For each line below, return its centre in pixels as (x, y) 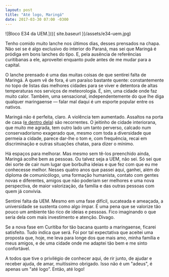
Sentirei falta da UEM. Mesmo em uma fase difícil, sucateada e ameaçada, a (84, 201)
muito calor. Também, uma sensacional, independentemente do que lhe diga (84, 96)
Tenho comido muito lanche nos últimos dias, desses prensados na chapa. (83, 44)
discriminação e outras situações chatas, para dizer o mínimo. (70, 144)
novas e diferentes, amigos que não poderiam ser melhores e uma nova (80, 181)
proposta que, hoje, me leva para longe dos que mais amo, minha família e (82, 238)
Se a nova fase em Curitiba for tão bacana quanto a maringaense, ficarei (81, 227)
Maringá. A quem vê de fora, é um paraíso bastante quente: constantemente (84, 80)
